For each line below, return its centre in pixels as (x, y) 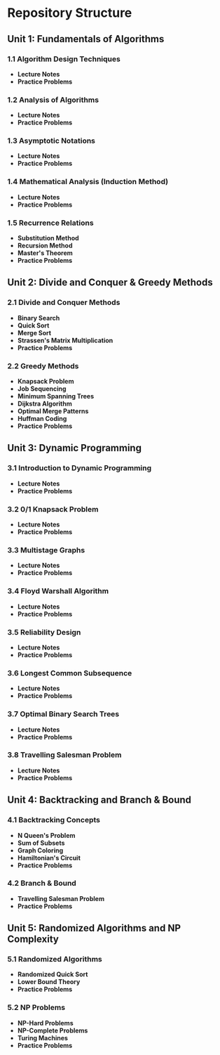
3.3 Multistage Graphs (46, 550)
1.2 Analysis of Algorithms (53, 100)
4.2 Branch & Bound (42, 884)
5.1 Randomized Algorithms (55, 959)
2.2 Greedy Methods (43, 365)
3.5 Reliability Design (44, 632)
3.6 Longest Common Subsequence (70, 673)
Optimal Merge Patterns (53, 411)
